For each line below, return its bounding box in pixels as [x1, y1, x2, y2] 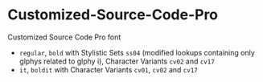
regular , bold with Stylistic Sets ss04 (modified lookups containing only [18, 47, 255, 57]
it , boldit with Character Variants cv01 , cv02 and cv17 [18, 64, 198, 74]
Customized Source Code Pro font [7, 32, 121, 42]
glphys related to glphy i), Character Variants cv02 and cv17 [18, 56, 215, 66]
